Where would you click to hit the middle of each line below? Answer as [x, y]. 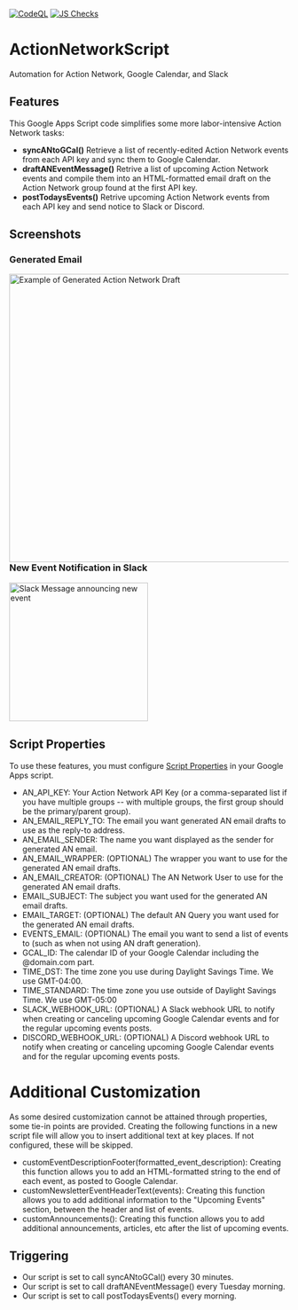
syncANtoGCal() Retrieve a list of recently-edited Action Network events [155, 150]
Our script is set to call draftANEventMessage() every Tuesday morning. [153, 1287]
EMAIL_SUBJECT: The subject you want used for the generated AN [145, 896]
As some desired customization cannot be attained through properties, [138, 1117]
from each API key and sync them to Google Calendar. [121, 159]
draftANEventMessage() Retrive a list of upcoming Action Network [145, 169]
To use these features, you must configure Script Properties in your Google [146, 765]
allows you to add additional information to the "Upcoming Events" [144, 1200]
